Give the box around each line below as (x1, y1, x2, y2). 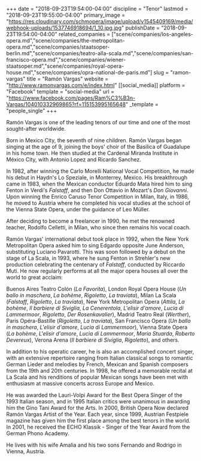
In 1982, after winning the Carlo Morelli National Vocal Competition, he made (6, 167, 194, 175)
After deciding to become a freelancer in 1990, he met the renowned (6, 217, 175, 224)
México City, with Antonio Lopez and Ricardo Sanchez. (6, 156, 142, 163)
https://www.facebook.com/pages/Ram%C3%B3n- (8, 94, 136, 101)
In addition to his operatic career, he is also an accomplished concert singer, (6, 348, 194, 355)
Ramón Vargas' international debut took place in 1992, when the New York (6, 235, 190, 243)
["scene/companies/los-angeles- (111, 31, 193, 38)
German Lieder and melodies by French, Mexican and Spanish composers (6, 361, 188, 368)
